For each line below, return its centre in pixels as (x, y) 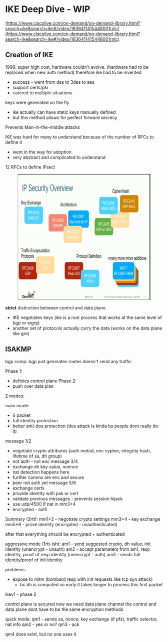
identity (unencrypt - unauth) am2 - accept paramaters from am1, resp (77, 549)
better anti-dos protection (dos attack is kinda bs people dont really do (85, 426)
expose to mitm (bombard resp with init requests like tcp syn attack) (82, 579)
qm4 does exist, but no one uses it (41, 634)
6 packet (21, 415)
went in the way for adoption (42, 152)
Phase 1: (14, 371)
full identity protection (35, 420)
